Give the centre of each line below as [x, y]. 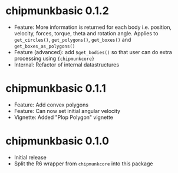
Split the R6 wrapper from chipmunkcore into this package [83, 164]
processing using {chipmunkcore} [54, 58]
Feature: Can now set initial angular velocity [67, 111]
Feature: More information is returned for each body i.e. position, [93, 27]
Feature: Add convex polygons [51, 105]
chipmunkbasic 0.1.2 [57, 11]
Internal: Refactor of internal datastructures [66, 64]
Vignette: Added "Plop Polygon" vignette [63, 117]
